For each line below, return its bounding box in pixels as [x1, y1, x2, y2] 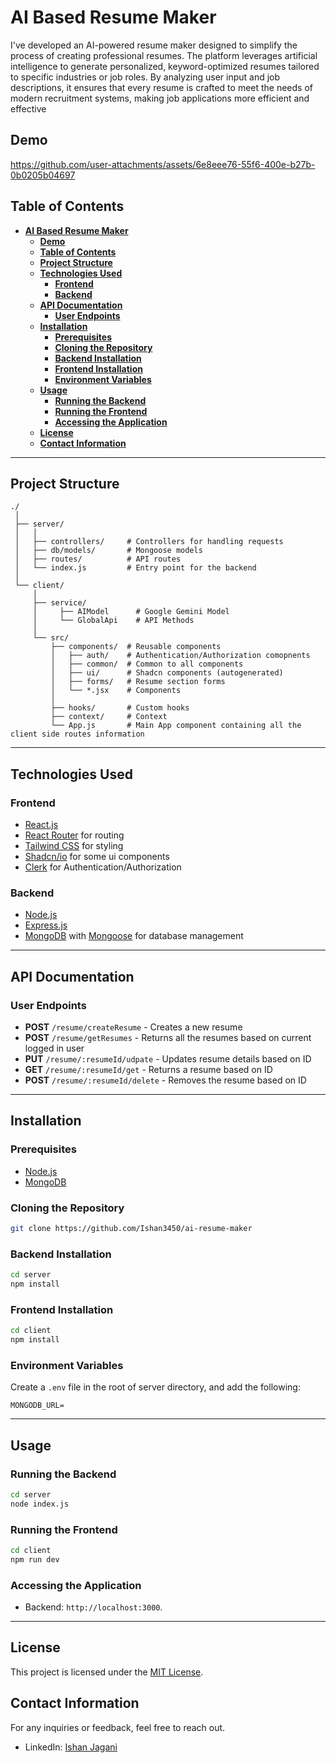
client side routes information [10, 729, 145, 740]
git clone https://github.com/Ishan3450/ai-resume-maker [10, 1224, 253, 1234]
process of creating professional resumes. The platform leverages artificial [10, 49, 318, 61]
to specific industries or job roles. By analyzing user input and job [10, 71, 281, 83]
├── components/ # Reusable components [50, 642, 222, 652]
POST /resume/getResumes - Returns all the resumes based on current [24, 1032, 312, 1044]
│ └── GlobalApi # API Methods [32, 616, 195, 626]
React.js [24, 819, 59, 831]
